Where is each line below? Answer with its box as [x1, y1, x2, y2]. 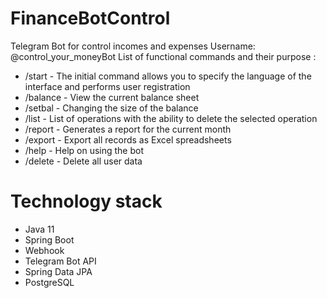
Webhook [24, 244, 65, 256]
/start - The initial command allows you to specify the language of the [24, 70, 312, 82]
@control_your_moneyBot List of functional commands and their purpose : [10, 50, 317, 62]
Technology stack [10, 190, 163, 213]
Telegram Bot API [24, 255, 97, 267]
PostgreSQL [24, 276, 75, 288]
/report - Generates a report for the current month [24, 123, 232, 135]
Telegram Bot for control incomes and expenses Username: [10, 40, 256, 52]
